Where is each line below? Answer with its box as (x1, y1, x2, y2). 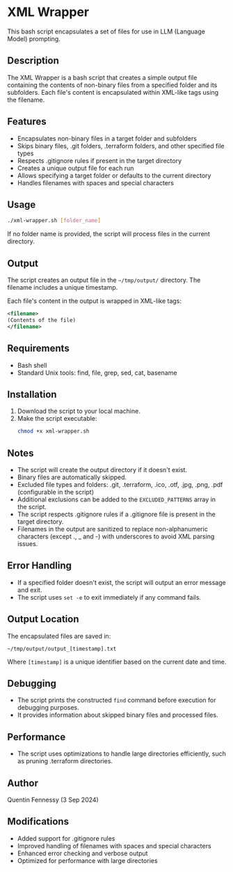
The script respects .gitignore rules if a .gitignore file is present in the (17, 510, 216, 518)
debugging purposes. (17, 703, 80, 712)
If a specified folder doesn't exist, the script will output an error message (17, 578, 226, 586)
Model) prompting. (7, 34, 61, 42)
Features (7, 116, 47, 127)
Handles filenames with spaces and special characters (17, 178, 174, 187)
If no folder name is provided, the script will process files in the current (7, 230, 210, 238)
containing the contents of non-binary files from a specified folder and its (7, 81, 218, 89)
